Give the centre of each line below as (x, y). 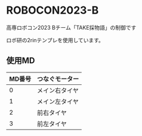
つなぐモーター (58, 79)
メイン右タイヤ (58, 90)
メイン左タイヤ (58, 102)
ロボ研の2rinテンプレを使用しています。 (55, 40)
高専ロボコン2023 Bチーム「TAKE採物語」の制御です (71, 27)
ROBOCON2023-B (53, 10)
